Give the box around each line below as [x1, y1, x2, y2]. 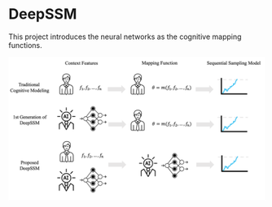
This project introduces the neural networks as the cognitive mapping [8, 32, 242, 41]
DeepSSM [8, 5, 77, 24]
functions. [8, 40, 42, 50]
